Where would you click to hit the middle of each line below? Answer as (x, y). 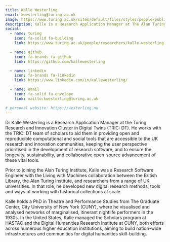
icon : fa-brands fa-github (43, 57)
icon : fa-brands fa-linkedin (45, 76)
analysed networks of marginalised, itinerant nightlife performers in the (79, 212)
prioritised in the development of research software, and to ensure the (78, 149)
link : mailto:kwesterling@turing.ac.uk (56, 99)
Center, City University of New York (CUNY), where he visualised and (78, 206)
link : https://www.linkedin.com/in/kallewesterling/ (71, 80)
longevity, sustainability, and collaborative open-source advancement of (80, 155)
